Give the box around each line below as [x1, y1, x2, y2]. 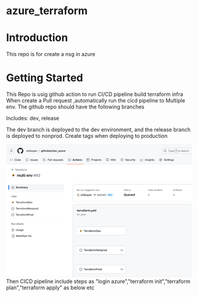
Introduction [6, 31, 68, 45]
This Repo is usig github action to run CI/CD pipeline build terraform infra [6, 91, 184, 98]
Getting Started [6, 71, 84, 85]
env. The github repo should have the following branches [6, 103, 144, 110]
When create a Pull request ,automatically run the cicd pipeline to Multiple [6, 97, 186, 104]
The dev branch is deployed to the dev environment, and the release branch [6, 126, 191, 133]
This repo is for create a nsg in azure [6, 51, 95, 58]
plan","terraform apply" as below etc [6, 284, 95, 291]
